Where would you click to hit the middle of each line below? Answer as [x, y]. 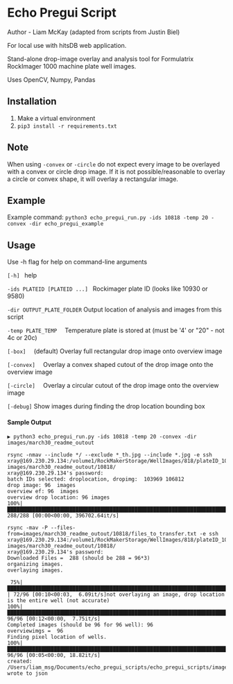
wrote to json [28, 674]
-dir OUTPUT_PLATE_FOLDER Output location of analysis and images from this [114, 309]
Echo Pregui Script [62, 13]
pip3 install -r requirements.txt [67, 126]
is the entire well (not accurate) [59, 601]
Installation [32, 102]
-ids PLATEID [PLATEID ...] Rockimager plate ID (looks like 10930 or [107, 289]
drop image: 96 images [42, 486]
